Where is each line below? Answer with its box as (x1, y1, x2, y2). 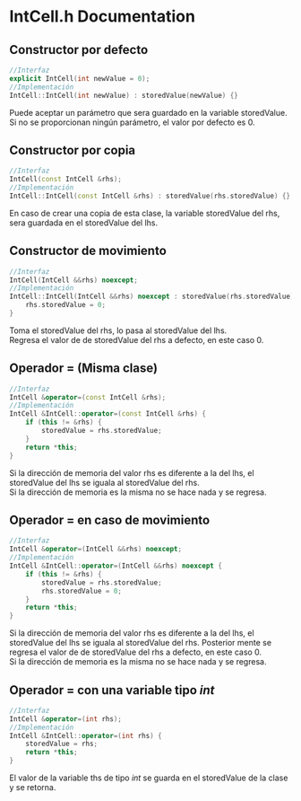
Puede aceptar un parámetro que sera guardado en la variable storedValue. (9, 107, 288, 118)
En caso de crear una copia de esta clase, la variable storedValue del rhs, (9, 207, 280, 218)
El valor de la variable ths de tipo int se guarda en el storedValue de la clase (9, 772, 288, 783)
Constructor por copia (9, 142, 136, 158)
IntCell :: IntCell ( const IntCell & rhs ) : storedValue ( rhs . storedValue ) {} (9, 191, 291, 200)
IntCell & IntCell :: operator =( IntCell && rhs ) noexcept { (9, 561, 222, 570)
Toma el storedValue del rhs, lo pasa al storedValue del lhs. (9, 325, 228, 336)
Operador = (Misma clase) (9, 361, 159, 376)
